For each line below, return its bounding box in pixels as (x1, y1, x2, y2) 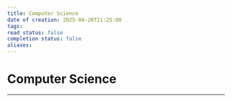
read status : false (7, 29, 64, 36)
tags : (7, 23, 23, 29)
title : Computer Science (7, 10, 79, 17)
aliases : (7, 42, 32, 49)
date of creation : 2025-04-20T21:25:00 (7, 16, 122, 23)
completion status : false (7, 36, 81, 42)
